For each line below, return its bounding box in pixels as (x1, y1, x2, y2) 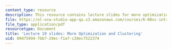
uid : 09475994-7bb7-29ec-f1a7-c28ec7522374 (5, 36, 100, 41)
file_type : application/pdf (5, 21, 66, 27)
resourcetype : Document (5, 27, 56, 32)
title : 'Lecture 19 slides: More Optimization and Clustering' (5, 31, 143, 36)
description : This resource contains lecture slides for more (5, 12, 141, 17)
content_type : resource (5, 7, 56, 13)
